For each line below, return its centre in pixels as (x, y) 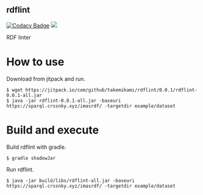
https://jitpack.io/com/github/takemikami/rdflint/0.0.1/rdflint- (112, 90)
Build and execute (53, 130)
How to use (35, 62)
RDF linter (19, 37)
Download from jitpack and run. (46, 79)
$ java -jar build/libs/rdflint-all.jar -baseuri (71, 180)
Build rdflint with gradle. (36, 147)
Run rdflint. (20, 169)
